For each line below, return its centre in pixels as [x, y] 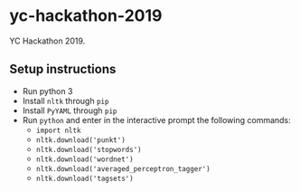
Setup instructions [63, 69]
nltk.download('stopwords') [89, 149]
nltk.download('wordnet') [84, 159]
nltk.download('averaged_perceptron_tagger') [123, 168]
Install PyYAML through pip [70, 110]
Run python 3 [47, 91]
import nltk [58, 130]
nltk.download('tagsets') [84, 178]
